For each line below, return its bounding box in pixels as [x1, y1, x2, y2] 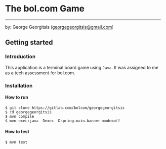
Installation [5, 82, 33, 89]
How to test [5, 129, 30, 135]
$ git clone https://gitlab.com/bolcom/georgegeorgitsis [5, 105, 125, 110]
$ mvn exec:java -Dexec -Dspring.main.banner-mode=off [5, 118, 121, 123]
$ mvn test [5, 140, 28, 145]
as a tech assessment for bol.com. [5, 70, 76, 76]
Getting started [5, 38, 53, 47]
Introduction [5, 53, 36, 60]
